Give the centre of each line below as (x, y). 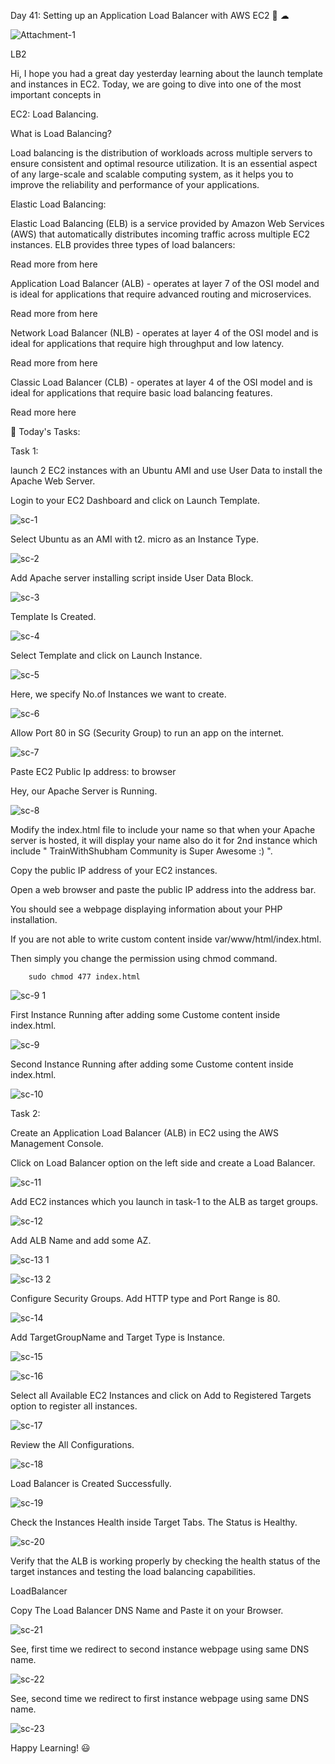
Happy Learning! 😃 (50, 1748)
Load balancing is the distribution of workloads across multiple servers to (161, 153)
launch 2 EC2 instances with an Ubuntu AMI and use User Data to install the (166, 470)
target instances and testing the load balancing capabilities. (133, 1571)
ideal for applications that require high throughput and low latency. (147, 343)
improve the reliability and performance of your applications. (135, 184)
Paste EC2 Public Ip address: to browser (93, 771)
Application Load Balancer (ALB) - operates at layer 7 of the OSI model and (165, 283)
